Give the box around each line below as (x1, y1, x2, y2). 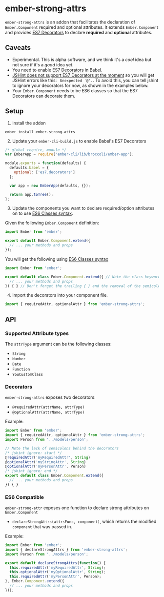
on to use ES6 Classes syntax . (12, 210, 73, 216)
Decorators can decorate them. (12, 93, 76, 99)
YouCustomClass (12, 372, 43, 377)
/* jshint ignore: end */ (5, 469, 58, 473)
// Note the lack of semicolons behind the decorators (5, 446, 119, 451)
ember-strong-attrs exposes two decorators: (5, 394, 96, 400)
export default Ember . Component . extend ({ (5, 238, 91, 243)
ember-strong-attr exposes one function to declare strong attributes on (5, 505, 149, 511)
